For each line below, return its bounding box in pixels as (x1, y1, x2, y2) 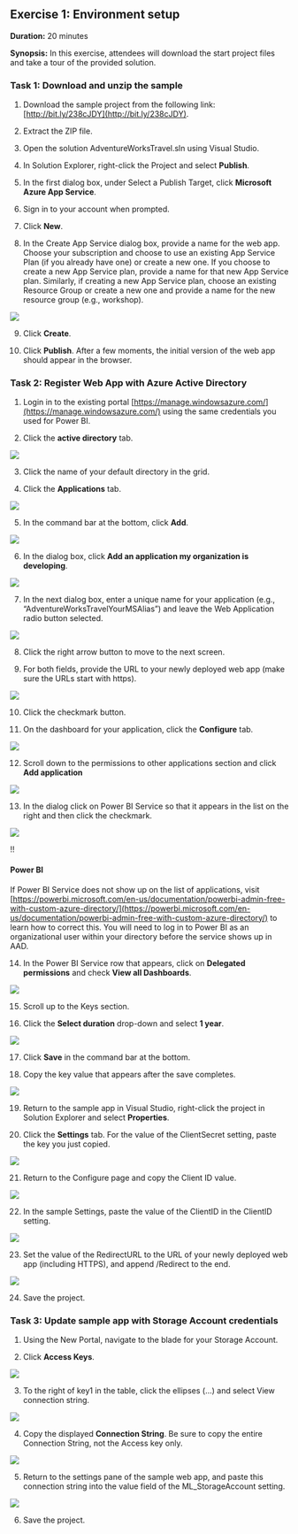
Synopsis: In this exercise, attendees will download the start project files (10, 48, 275, 58)
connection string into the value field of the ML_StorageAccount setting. (22, 1481, 286, 1492)
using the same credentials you (163, 406, 277, 417)
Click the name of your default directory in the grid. (22, 466, 210, 477)
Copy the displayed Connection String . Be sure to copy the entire (22, 1428, 264, 1438)
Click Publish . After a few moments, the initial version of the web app (22, 345, 276, 357)
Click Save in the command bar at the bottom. (22, 1052, 191, 1062)
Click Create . (22, 328, 72, 339)
